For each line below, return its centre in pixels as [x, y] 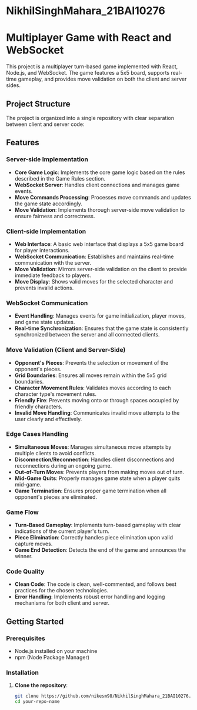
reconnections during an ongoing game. [63, 465]
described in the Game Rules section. [60, 178]
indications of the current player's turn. [62, 531]
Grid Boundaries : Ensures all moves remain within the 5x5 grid [91, 375]
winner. [24, 556]
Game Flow [23, 512]
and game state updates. [45, 322]
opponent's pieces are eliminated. [56, 497]
